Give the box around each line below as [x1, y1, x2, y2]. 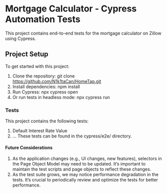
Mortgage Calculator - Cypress [5, 3, 137, 14]
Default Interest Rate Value [12, 128, 68, 134]
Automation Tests [5, 13, 81, 25]
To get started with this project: [5, 63, 70, 69]
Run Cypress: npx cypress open [12, 88, 78, 95]
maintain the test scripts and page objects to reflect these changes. [12, 166, 152, 172]
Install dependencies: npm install [12, 83, 80, 89]
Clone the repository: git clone [12, 73, 75, 79]
